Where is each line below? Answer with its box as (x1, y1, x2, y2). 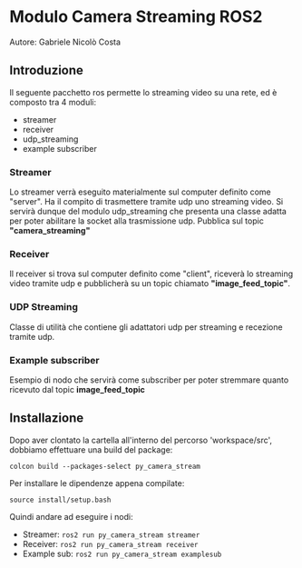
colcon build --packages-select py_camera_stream (9, 462, 201, 471)
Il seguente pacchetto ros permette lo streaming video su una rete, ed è (9, 86, 278, 97)
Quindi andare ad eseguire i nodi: (9, 511, 133, 522)
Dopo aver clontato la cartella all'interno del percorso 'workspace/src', (9, 434, 273, 445)
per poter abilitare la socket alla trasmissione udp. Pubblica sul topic (9, 215, 265, 226)
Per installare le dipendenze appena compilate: (9, 477, 185, 488)
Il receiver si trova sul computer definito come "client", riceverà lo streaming (9, 268, 294, 279)
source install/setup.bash (9, 495, 112, 504)
